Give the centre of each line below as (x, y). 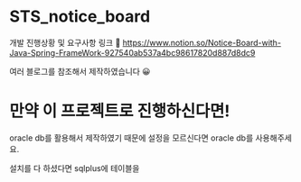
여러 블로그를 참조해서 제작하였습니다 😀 (80, 71)
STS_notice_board (80, 17)
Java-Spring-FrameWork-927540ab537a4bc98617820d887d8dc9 (132, 52)
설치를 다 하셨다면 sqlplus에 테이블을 (75, 168)
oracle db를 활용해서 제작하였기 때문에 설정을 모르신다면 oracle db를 (132, 138)
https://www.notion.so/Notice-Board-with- (202, 42)
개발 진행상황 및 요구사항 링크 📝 (65, 42)
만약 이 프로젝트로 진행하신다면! (120, 111)
